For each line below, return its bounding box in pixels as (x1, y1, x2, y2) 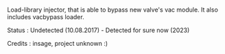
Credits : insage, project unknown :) (7, 39, 108, 47)
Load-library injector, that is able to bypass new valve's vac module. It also (7, 5, 218, 14)
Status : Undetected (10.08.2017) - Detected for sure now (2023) (7, 26, 190, 34)
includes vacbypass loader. (7, 12, 84, 21)
